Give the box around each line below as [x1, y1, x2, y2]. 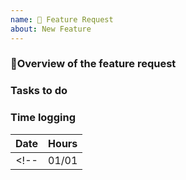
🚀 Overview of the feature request [10, 57, 177, 71]
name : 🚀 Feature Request [10, 14, 114, 25]
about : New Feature [10, 24, 92, 34]
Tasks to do [10, 84, 68, 98]
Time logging [10, 111, 76, 125]
